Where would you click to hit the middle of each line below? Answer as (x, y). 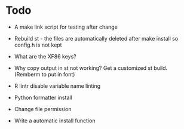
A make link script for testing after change (66, 27)
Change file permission (43, 109)
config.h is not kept (38, 45)
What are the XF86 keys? (45, 56)
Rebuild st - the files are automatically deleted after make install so (96, 38)
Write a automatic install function (55, 121)
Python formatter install (43, 97)
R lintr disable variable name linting (57, 86)
